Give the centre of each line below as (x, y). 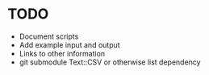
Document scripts (49, 36)
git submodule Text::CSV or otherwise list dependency (110, 62)
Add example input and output (69, 44)
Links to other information (62, 53)
